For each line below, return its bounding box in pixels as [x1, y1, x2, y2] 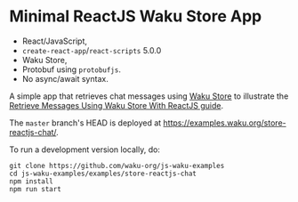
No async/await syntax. [21, 73, 109, 84]
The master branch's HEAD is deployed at [9, 117, 162, 128]
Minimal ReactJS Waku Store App [9, 6, 262, 27]
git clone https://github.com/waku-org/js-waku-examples [9, 161, 225, 170]
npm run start [9, 184, 62, 193]
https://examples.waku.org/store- [163, 117, 286, 128]
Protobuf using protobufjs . [21, 64, 122, 75]
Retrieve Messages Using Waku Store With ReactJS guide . [9, 100, 224, 110]
